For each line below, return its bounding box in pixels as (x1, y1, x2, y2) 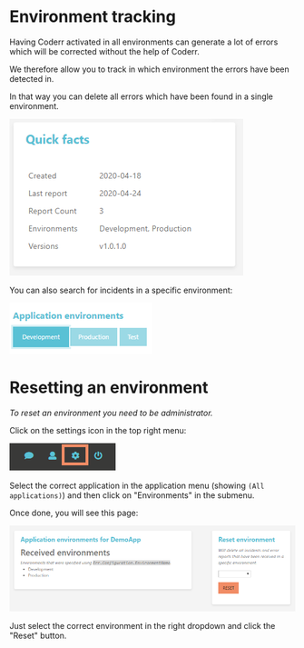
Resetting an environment (9, 377, 209, 398)
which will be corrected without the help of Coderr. (9, 45, 200, 56)
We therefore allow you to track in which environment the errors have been (9, 64, 289, 75)
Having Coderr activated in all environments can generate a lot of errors (9, 36, 279, 47)
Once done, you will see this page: (9, 507, 139, 518)
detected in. (9, 73, 54, 84)
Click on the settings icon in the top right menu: (9, 424, 187, 435)
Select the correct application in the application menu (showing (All (9, 480, 265, 491)
